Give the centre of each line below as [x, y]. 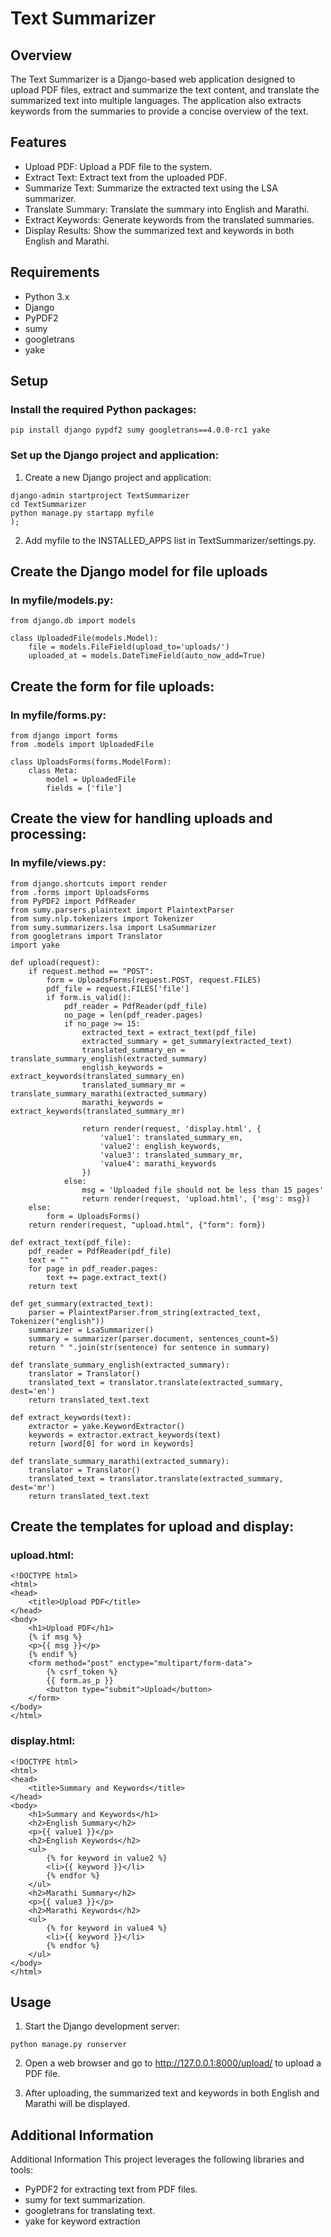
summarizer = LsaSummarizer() [91, 1330]
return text [53, 1286]
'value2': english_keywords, [160, 1146]
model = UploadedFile [91, 779]
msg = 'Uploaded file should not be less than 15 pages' [203, 1190]
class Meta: [53, 770]
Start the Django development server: [102, 2026]
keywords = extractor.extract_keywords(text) [125, 1435]
